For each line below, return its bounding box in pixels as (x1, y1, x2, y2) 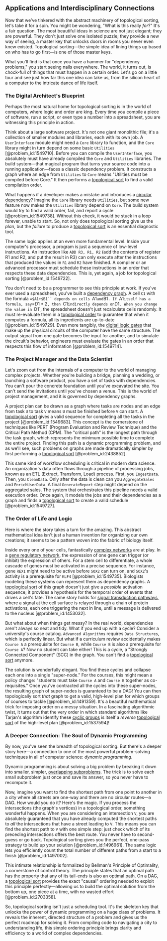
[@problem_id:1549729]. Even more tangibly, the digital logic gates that (5, 322, 152, 328)
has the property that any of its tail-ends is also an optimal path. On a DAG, (5, 873, 159, 879)
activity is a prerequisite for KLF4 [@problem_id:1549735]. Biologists (5, 573, 144, 579)
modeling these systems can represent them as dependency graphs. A (5, 578, 151, 584)
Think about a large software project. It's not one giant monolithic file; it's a (5, 129, 159, 135)
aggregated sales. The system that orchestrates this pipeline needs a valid (5, 487, 158, 493)
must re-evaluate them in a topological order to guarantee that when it (5, 311, 149, 318)
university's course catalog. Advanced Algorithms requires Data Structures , (5, 630, 160, 637)
